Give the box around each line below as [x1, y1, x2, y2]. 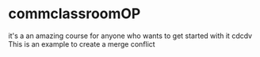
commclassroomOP [8, 5, 141, 23]
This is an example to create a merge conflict [8, 39, 156, 48]
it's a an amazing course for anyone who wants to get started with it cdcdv [8, 31, 252, 40]
